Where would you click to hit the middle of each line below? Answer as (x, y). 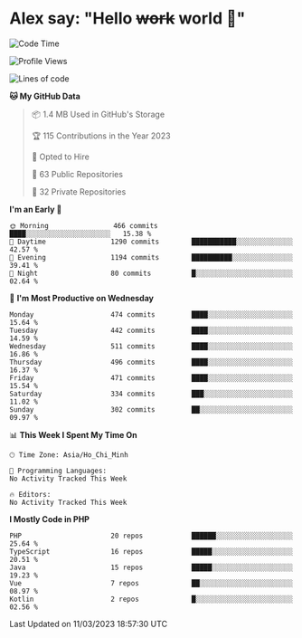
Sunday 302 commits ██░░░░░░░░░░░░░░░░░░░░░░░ (151, 409)
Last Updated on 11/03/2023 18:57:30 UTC (89, 624)
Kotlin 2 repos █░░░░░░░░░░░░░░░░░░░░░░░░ (151, 599)
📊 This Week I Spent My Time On (73, 434)
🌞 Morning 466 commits (84, 225)
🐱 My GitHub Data (45, 96)
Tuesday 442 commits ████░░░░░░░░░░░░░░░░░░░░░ (151, 330)
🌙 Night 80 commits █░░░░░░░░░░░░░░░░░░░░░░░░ (151, 273)
